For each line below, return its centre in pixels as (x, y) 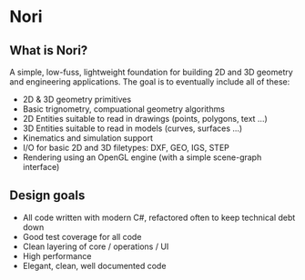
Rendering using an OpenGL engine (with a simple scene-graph (142, 157)
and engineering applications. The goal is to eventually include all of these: (150, 82)
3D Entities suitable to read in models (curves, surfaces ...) (132, 128)
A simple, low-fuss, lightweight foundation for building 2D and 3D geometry (151, 72)
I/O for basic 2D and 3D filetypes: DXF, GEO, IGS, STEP (126, 148)
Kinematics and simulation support (87, 138)
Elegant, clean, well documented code (94, 265)
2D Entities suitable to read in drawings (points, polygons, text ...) (145, 119)
